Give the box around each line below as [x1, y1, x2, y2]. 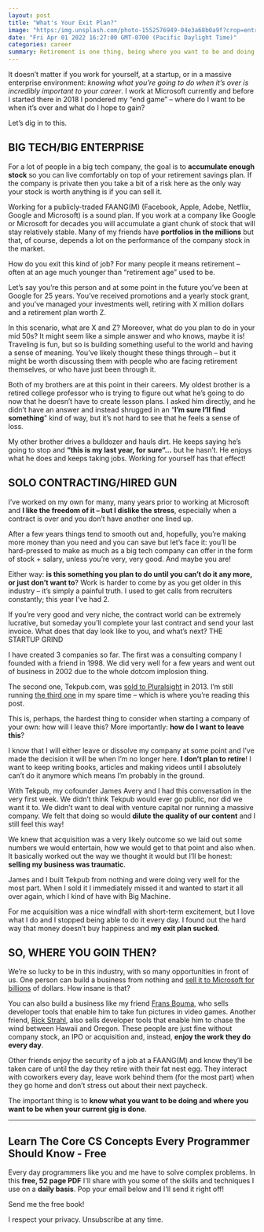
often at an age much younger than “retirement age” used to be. [8, 267, 216, 277]
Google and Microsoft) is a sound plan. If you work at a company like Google [8, 210, 256, 220]
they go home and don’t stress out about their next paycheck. [8, 1081, 208, 1091]
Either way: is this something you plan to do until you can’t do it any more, [8, 569, 253, 578]
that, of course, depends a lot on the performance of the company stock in [8, 235, 251, 244]
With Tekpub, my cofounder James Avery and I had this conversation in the [8, 786, 251, 795]
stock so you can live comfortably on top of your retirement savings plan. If [8, 170, 253, 179]
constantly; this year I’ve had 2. [8, 594, 110, 603]
